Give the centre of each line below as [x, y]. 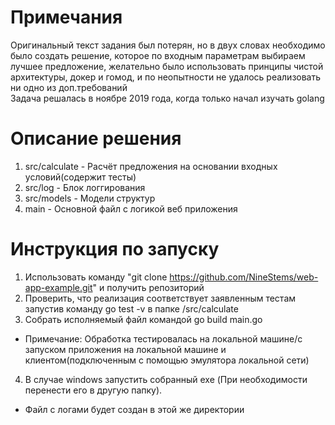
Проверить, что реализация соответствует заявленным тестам [160, 298]
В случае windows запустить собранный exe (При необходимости [166, 379]
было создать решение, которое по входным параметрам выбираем [158, 55]
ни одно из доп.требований [69, 87]
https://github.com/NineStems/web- [244, 277]
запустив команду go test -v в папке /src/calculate [131, 308]
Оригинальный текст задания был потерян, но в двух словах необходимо [168, 45]
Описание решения [96, 138]
